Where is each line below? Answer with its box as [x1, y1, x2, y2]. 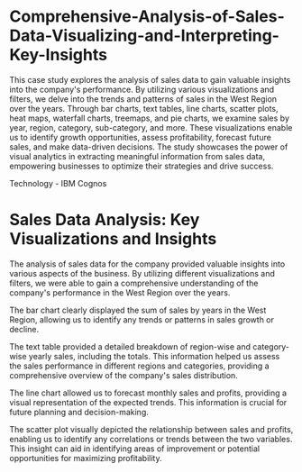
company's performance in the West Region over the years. [9, 286, 231, 298]
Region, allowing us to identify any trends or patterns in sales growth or [9, 313, 275, 325]
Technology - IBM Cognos [9, 177, 107, 188]
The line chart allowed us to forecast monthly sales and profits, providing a [9, 387, 287, 398]
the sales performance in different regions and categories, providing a [9, 360, 270, 371]
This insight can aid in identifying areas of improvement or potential [9, 443, 260, 454]
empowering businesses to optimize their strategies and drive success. [9, 160, 274, 171]
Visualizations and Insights [9, 229, 217, 250]
